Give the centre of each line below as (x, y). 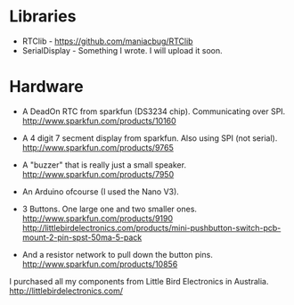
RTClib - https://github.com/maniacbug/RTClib (107, 41)
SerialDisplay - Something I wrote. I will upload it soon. (122, 50)
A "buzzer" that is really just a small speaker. (104, 165)
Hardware (46, 87)
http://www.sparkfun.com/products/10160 (99, 120)
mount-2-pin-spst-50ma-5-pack (82, 237)
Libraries (43, 16)
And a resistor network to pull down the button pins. (118, 254)
